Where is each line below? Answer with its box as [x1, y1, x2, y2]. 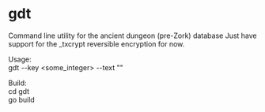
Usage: [8, 54, 32, 64]
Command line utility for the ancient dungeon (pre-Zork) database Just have [8, 31, 257, 40]
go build [8, 95, 36, 104]
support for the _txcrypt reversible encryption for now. [8, 39, 185, 48]
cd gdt [8, 86, 30, 95]
